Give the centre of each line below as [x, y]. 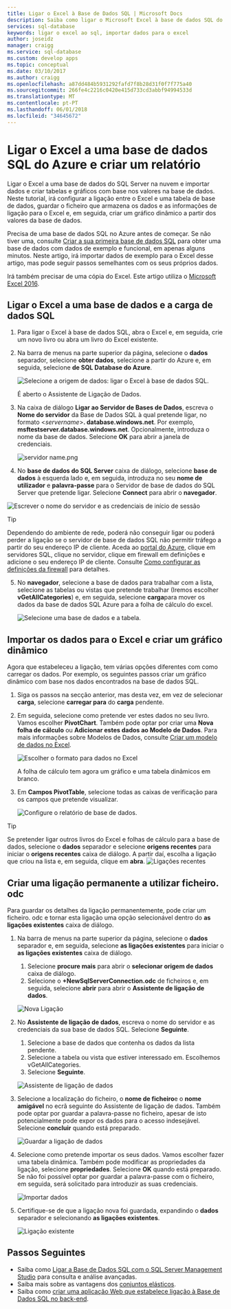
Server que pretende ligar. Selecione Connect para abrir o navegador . [117, 493]
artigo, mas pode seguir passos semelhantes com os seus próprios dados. [113, 263]
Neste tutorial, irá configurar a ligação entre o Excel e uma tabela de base [111, 198]
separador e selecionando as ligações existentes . [88, 1218]
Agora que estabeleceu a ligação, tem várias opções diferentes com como [113, 667]
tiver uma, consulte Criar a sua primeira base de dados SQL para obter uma [114, 241]
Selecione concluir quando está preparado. [79, 1128]
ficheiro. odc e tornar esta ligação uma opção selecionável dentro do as [109, 917]
